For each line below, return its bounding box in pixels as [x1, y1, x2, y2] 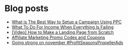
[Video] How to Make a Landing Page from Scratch [11, 29, 114, 35]
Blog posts [4, 3, 49, 14]
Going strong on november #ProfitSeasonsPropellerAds [11, 39, 124, 45]
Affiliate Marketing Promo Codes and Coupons [11, 34, 105, 40]
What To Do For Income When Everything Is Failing [11, 24, 114, 30]
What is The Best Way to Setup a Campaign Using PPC [11, 19, 122, 25]
